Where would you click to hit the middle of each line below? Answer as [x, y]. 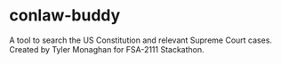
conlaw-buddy [65, 16]
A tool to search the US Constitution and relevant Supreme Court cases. [141, 40]
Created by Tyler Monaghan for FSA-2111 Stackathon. [107, 49]
